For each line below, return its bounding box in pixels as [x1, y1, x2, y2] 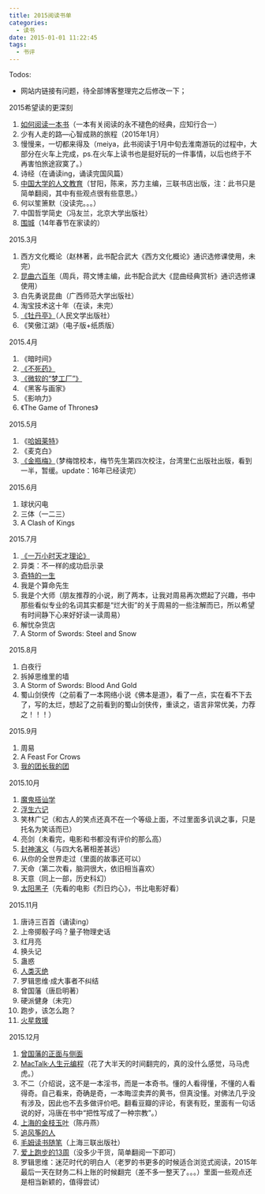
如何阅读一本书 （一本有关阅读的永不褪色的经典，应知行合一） [20, 120, 222, 128]
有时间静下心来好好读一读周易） [20, 610, 125, 619]
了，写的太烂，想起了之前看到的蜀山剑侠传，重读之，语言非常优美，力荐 [20, 700, 256, 709]
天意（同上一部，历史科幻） [20, 874, 111, 883]
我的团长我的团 [20, 761, 69, 771]
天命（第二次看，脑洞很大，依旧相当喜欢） [20, 864, 159, 873]
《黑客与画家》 [20, 384, 69, 392]
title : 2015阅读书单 [9, 11, 72, 20]
